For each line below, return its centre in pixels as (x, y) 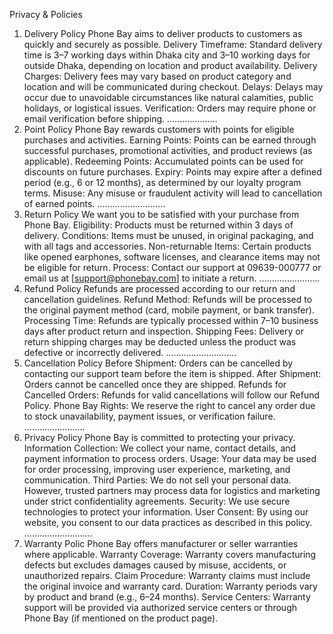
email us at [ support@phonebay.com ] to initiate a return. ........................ (172, 278)
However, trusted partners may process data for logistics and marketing (172, 490)
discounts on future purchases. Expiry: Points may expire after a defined (172, 172)
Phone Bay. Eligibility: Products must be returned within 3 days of (158, 225)
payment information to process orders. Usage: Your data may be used (170, 458)
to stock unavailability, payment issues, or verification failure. (149, 416)
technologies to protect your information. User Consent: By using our (166, 512)
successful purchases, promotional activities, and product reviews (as (168, 150)
